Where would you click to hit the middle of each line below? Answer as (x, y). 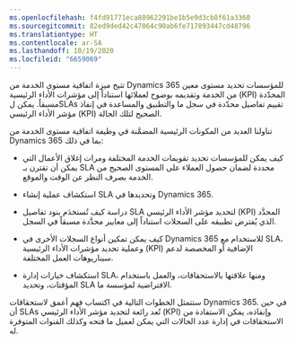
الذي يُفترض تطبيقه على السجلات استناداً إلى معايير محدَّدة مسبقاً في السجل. (149, 221)
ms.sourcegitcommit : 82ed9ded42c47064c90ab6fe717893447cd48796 (130, 26)
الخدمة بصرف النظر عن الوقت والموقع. (88, 177)
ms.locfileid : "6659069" (56, 59)
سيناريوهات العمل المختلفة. (68, 258)
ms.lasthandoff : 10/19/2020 (62, 51)
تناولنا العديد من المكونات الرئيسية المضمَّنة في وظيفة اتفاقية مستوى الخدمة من (141, 131)
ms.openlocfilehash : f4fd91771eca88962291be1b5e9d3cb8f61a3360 (130, 18)
